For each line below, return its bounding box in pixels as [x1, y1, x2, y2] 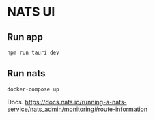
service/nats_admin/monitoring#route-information [7, 105, 148, 113]
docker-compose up [7, 86, 59, 93]
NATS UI [7, 4, 55, 20]
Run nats [7, 67, 46, 79]
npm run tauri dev [7, 49, 59, 56]
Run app [7, 31, 43, 43]
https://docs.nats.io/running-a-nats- [25, 97, 128, 106]
